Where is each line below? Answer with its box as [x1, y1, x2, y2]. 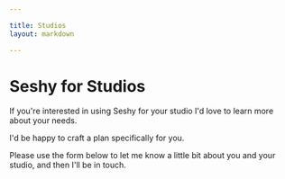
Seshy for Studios [9, 76, 146, 96]
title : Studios [9, 21, 67, 30]
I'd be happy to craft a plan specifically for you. [9, 132, 185, 144]
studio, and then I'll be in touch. [9, 159, 126, 171]
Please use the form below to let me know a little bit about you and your [9, 150, 276, 161]
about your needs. [9, 115, 78, 126]
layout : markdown [9, 29, 75, 39]
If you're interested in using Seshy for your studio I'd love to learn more [9, 105, 274, 117]
